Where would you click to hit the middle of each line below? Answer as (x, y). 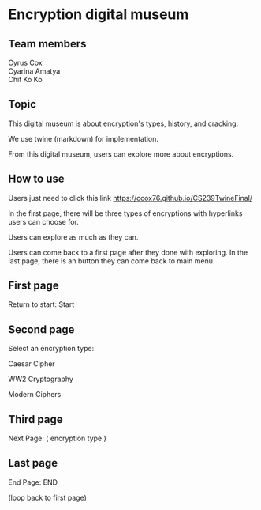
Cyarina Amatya (34, 71)
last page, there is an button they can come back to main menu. (112, 261)
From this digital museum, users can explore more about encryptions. (121, 154)
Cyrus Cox (25, 62)
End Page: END (33, 482)
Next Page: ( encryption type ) (57, 438)
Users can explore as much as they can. (73, 237)
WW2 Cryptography (41, 379)
